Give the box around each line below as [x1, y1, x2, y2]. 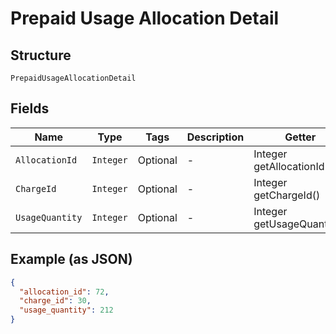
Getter [284, 130, 317, 144]
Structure [10, 47, 72, 64]
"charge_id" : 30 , [19, 296, 92, 306]
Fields [10, 100, 50, 117]
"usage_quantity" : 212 [19, 305, 114, 316]
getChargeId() [253, 188, 321, 202]
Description [186, 130, 245, 144]
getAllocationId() [253, 159, 333, 173]
